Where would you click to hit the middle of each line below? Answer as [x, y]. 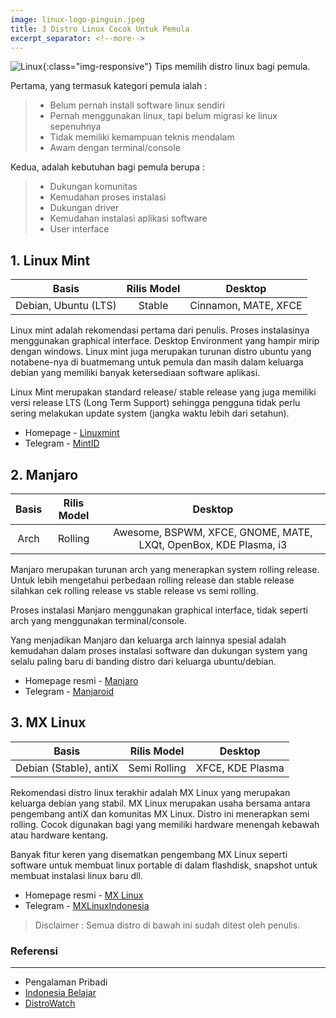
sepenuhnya [75, 127]
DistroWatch [50, 1003]
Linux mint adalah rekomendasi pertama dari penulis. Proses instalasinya [160, 330]
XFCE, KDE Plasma [240, 768]
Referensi [34, 951]
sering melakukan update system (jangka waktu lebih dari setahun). [150, 413]
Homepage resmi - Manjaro [81, 680]
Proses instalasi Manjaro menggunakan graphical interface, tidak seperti [159, 610]
